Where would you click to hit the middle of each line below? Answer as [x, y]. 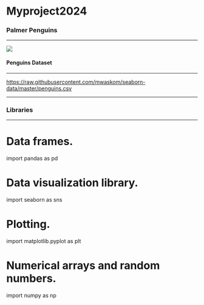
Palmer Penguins [32, 30]
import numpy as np [31, 295]
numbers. [31, 278]
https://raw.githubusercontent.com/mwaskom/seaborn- [76, 82]
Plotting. [28, 224]
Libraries [20, 109]
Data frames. [40, 142]
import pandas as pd [32, 158]
